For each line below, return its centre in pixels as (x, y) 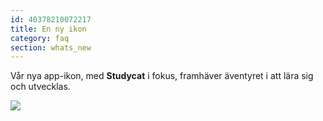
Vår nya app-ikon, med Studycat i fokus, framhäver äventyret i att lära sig (162, 76)
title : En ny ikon (48, 29)
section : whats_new (51, 47)
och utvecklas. (40, 87)
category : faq (40, 38)
